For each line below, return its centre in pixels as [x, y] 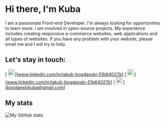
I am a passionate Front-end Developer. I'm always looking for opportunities [83, 23]
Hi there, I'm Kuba [43, 9]
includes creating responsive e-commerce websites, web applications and [81, 33]
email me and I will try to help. [36, 44]
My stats [19, 103]
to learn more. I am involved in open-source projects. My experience [75, 28]
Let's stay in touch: [36, 60]
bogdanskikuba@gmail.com [35, 87]
